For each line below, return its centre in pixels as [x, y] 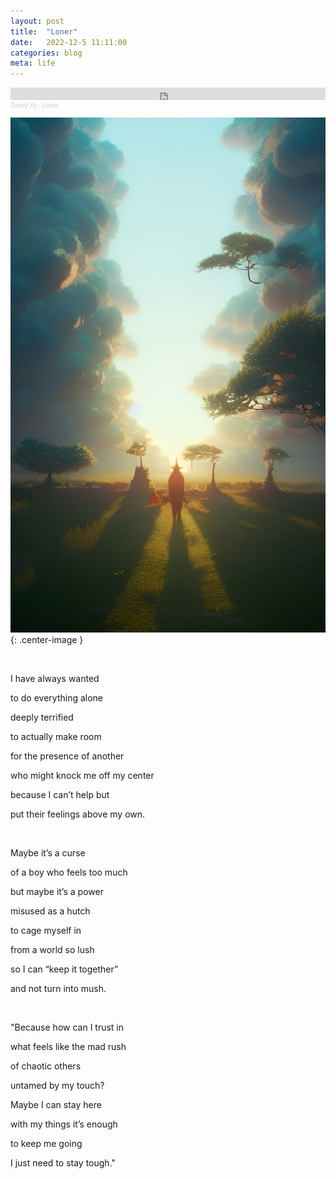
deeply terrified [42, 717]
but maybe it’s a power [57, 891]
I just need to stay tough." [63, 1162]
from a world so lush [52, 949]
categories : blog [46, 53]
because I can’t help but [60, 794]
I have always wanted [55, 678]
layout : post [37, 21]
